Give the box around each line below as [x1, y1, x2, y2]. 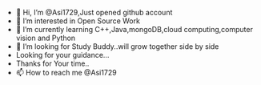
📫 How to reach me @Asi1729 [15, 68, 118, 77]
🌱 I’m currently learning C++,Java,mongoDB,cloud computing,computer [15, 25, 254, 34]
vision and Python [15, 33, 76, 42]
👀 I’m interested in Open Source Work [15, 16, 140, 26]
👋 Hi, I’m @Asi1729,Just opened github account [15, 8, 173, 17]
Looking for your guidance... [15, 51, 110, 59]
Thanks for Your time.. [15, 59, 90, 68]
